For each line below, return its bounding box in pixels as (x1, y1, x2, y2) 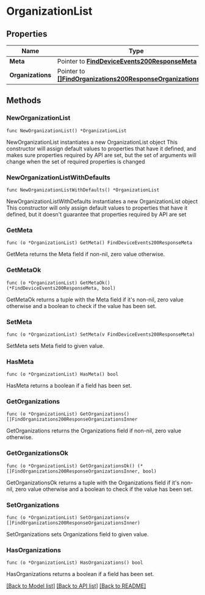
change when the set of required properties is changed (6, 158, 145, 165)
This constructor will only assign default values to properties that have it (6, 204, 188, 212)
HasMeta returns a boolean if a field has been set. (6, 382, 132, 390)
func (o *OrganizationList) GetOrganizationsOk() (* (6, 463, 143, 469)
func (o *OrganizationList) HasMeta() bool (6, 371, 119, 377)
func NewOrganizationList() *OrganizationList (6, 127, 127, 134)
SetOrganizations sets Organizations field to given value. (6, 531, 149, 538)
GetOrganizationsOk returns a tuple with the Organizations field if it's (6, 479, 180, 486)
